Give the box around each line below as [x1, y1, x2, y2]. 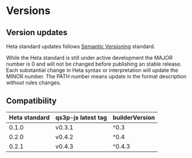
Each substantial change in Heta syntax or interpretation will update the [6, 67, 179, 74]
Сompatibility [6, 96, 57, 106]
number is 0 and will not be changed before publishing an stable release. [6, 60, 182, 67]
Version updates [6, 28, 68, 37]
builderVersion [112, 113, 155, 121]
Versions [6, 4, 51, 18]
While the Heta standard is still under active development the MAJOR [6, 54, 173, 61]
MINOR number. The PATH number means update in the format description [6, 73, 187, 80]
